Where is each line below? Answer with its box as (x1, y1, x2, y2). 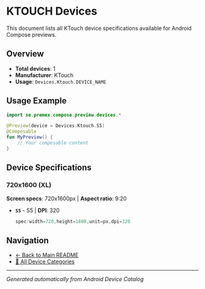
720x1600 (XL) (6, 181, 52, 189)
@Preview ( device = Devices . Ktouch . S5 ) (6, 123, 105, 129)
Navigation (6, 235, 49, 246)
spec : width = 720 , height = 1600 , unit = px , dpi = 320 (15, 218, 131, 224)
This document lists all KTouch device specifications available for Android (6, 24, 192, 32)
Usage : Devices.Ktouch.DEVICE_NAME (15, 78, 107, 85)
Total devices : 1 (15, 65, 56, 72)
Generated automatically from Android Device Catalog (6, 276, 144, 283)
